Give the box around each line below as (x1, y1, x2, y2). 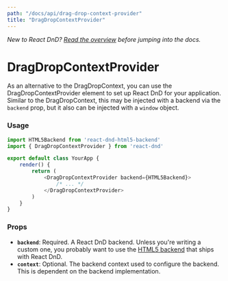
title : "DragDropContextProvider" (7, 16, 106, 23)
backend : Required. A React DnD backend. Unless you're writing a (16, 238, 201, 246)
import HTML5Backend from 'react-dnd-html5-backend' (7, 136, 161, 143)
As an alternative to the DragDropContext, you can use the (7, 82, 173, 90)
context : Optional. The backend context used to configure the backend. (16, 260, 220, 268)
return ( (31, 168, 57, 175)
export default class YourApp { (7, 155, 99, 162)
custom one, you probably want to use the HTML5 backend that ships (16, 245, 214, 254)
